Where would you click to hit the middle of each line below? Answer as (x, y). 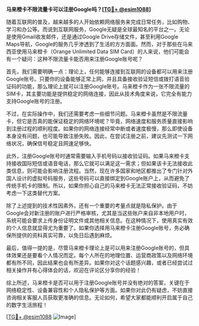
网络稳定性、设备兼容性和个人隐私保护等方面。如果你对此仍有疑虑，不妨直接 (99, 290)
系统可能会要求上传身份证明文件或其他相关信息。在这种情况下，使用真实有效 (99, 220)
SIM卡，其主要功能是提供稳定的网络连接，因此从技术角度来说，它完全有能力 (99, 94)
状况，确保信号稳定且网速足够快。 (53, 143)
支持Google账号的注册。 (36, 101)
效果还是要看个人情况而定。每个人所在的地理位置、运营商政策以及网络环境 (102, 255)
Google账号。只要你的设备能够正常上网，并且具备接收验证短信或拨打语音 (95, 79)
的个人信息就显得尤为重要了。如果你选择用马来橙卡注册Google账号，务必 (95, 228)
